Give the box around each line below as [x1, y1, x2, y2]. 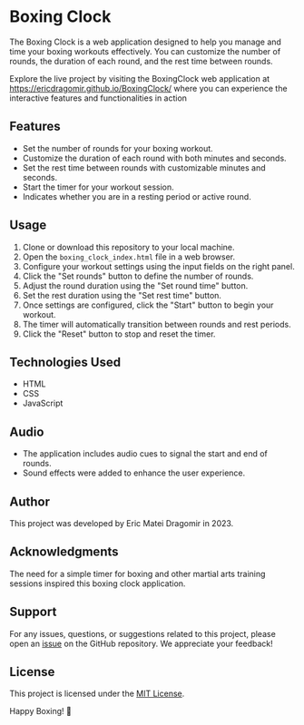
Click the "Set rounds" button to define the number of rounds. [22, 270, 254, 281]
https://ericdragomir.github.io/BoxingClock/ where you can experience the [9, 83, 288, 93]
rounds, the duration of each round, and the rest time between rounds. [9, 55, 274, 66]
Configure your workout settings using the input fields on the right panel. [22, 260, 295, 271]
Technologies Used [9, 354, 121, 369]
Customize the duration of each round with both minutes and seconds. [22, 152, 288, 163]
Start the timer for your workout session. [22, 181, 174, 192]
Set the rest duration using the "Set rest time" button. [22, 289, 222, 300]
